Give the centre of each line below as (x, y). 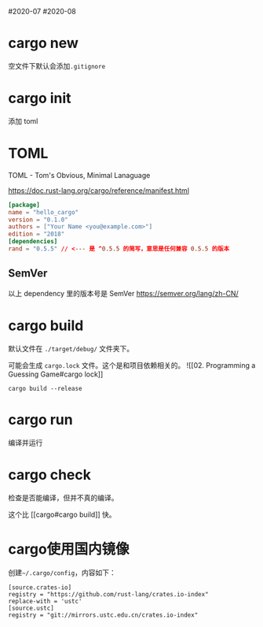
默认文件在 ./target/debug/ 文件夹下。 (71, 348)
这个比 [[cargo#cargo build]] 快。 (62, 514)
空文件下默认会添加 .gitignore (57, 65)
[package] (24, 205)
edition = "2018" (37, 234)
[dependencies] (33, 242)
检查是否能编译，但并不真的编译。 (63, 497)
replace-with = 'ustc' (45, 601)
